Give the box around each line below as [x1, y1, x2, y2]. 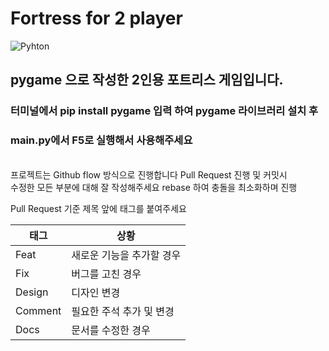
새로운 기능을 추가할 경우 [71, 248, 182, 262]
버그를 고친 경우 [71, 267, 142, 281]
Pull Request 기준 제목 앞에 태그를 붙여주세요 [10, 202, 187, 214]
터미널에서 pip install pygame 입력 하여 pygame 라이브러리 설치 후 [10, 104, 319, 118]
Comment [15, 303, 62, 317]
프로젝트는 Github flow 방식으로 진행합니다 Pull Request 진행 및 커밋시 [10, 168, 288, 181]
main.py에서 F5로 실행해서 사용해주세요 [10, 133, 193, 147]
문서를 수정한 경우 [71, 323, 151, 337]
